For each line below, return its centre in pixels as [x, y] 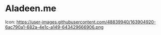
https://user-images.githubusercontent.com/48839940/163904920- [86, 22]
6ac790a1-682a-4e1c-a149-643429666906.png [54, 27]
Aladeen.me [31, 9]
